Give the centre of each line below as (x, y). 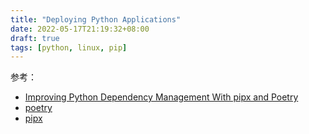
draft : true (35, 38)
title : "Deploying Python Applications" (96, 19)
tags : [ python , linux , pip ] (69, 47)
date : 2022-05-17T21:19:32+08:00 (80, 29)
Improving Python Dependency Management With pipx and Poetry (161, 97)
